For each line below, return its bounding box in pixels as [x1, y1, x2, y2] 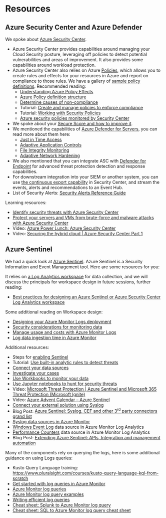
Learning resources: [5, 200, 46, 206]
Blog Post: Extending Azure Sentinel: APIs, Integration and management [12, 435, 160, 441]
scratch [12, 475, 28, 481]
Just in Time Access [19, 136, 62, 142]
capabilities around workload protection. [12, 62, 96, 68]
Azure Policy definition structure [19, 94, 86, 100]
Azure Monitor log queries [12, 486, 66, 492]
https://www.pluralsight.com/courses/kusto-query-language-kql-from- [12, 470, 159, 476]
